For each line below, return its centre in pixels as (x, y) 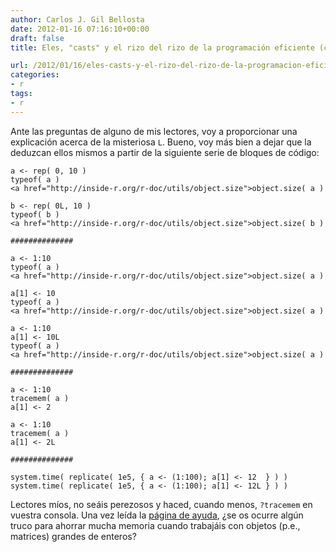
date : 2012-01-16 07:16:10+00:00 (80, 29)
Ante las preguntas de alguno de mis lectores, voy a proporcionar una (154, 131)
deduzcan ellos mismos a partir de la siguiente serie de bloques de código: (165, 152)
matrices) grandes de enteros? (73, 536)
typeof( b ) (35, 214)
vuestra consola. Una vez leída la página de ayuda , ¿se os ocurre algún (157, 515)
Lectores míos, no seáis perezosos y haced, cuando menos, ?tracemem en (161, 504)
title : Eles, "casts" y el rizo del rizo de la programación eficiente (162, 47)
